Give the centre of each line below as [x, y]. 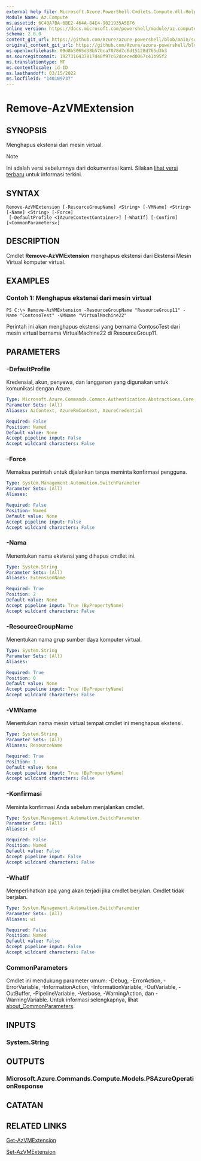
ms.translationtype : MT [36, 62]
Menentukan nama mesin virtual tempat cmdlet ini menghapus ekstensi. [95, 723]
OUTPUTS [25, 1061]
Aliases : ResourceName [34, 745]
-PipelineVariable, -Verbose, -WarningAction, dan [93, 994]
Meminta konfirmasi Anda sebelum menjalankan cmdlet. [75, 807]
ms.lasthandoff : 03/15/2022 [41, 73]
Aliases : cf [21, 829]
